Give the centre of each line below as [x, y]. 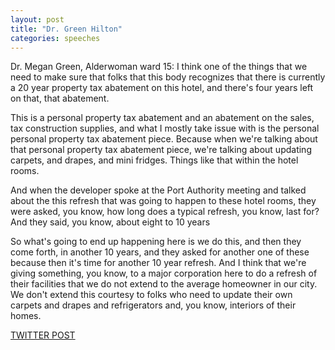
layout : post [37, 19]
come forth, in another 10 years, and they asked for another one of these [160, 252]
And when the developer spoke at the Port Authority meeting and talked [158, 190]
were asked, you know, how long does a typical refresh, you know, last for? [165, 212]
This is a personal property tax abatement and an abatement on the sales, [162, 118]
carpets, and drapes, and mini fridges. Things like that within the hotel [154, 160]
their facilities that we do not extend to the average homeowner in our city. [164, 284]
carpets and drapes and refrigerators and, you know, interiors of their [153, 305]
